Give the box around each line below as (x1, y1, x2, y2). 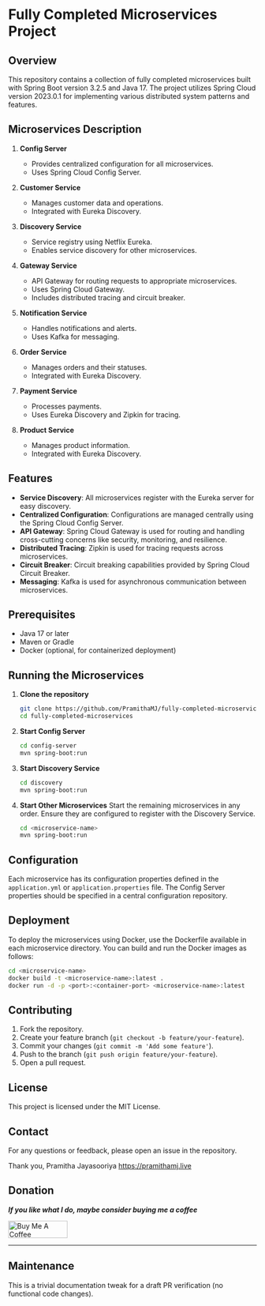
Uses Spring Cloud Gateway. (31, 284, 125, 294)
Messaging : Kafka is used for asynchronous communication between (19, 577, 247, 586)
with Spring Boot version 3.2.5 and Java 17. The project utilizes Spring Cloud (8, 83, 256, 92)
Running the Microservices (8, 668, 144, 682)
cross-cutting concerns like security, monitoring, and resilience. (19, 535, 227, 544)
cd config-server (19, 742, 77, 750)
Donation (8, 1184, 54, 1198)
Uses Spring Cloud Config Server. (31, 167, 142, 177)
